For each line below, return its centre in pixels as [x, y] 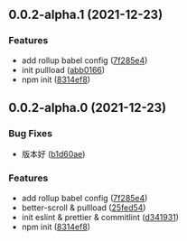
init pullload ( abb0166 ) [63, 70]
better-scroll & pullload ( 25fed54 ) [84, 208]
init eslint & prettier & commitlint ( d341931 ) [100, 217]
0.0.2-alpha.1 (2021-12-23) [86, 15]
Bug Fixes [31, 133]
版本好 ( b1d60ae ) [53, 154]
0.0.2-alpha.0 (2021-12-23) [88, 108]
